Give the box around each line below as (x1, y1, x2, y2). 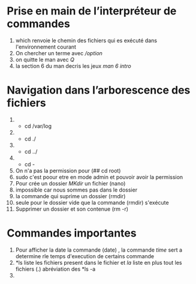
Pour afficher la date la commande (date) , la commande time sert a (15, 246, 182, 253)
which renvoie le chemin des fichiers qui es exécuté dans (15, 37, 158, 44)
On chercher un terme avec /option (15, 49, 102, 56)
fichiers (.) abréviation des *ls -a (15, 265, 96, 273)
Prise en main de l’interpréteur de (7, 4, 177, 18)
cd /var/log (24, 122, 52, 130)
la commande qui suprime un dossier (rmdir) (15, 192, 126, 199)
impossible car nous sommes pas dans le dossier (15, 186, 137, 193)
